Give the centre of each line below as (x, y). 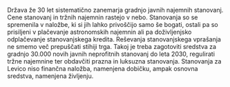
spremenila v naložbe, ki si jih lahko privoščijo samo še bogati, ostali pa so (113, 25)
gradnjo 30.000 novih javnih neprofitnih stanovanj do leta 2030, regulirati (111, 54)
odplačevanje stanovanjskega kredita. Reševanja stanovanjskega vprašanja (114, 39)
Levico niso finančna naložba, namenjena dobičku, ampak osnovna (103, 69)
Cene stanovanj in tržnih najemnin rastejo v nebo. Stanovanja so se (103, 17)
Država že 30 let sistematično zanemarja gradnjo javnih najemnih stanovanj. (115, 10)
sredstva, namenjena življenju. (50, 76)
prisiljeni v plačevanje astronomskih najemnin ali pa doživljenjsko (99, 32)
